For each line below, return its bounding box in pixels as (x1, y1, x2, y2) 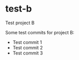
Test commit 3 (12, 50, 43, 56)
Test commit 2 (12, 44, 43, 50)
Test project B (5, 20, 35, 26)
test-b (5, 3, 32, 15)
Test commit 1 (12, 39, 42, 45)
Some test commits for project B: (5, 29, 74, 35)
